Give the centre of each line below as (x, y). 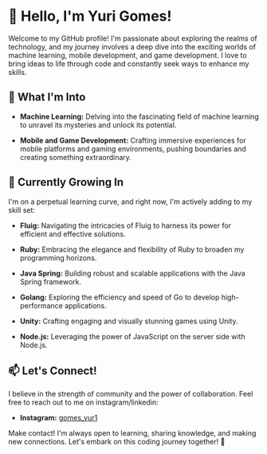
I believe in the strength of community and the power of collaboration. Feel (131, 394)
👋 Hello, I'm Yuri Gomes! (90, 16)
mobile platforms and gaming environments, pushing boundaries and (133, 149)
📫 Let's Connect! (53, 371)
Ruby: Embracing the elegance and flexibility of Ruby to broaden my (132, 249)
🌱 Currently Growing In (66, 182)
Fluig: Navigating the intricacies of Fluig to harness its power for (126, 225)
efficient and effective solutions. (73, 233)
